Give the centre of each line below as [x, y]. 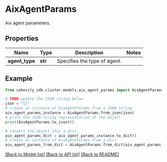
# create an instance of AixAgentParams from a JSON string [69, 108]
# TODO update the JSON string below [44, 99]
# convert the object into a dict [41, 131]
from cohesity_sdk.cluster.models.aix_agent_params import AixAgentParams [84, 90]
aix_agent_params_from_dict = [37, 145]
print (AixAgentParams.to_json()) [40, 122]
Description [89, 52]
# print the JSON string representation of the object [63, 117]
